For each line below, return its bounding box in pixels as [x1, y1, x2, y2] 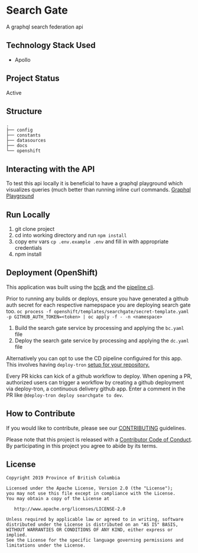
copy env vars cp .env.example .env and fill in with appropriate [14, 238, 169, 245]
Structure [6, 106, 43, 116]
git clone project [14, 225, 55, 232]
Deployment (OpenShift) [6, 268, 98, 278]
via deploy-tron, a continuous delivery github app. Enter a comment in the [6, 385, 186, 392]
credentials [14, 244, 43, 251]
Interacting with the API [6, 164, 95, 174]
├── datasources [6, 138, 46, 144]
